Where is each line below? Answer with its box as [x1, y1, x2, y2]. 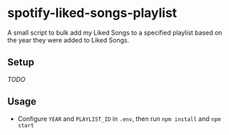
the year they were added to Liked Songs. [7, 35, 130, 44]
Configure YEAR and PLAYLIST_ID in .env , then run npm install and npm [17, 115, 221, 123]
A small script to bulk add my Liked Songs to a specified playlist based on [7, 28, 223, 37]
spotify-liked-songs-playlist [7, 5, 177, 21]
